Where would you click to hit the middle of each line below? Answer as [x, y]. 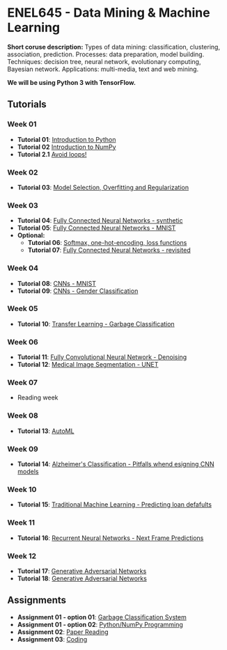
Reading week [38, 397]
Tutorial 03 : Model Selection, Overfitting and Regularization [103, 187]
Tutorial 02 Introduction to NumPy [66, 147]
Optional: [31, 235]
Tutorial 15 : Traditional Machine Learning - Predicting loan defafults [115, 505]
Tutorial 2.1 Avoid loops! [52, 154]
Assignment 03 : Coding [52, 639]
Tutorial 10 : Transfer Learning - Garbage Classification [96, 324]
